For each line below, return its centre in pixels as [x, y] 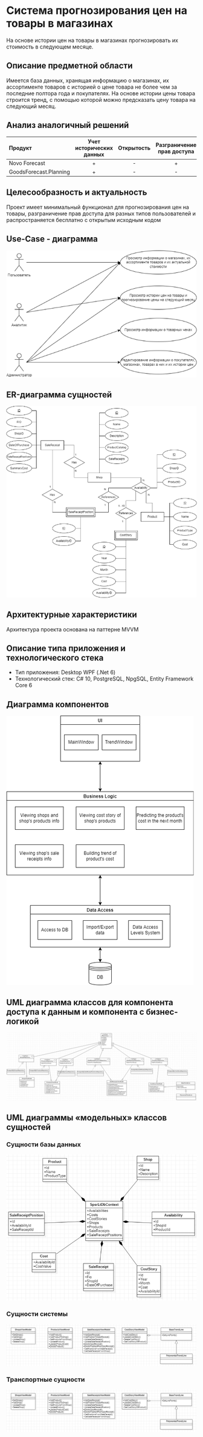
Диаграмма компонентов [58, 704]
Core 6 [24, 685]
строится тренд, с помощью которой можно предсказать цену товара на [101, 99]
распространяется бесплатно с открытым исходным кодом [84, 220]
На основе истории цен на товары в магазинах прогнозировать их [92, 40]
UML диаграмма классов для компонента [90, 1002]
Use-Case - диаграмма [52, 239]
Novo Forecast [27, 163]
